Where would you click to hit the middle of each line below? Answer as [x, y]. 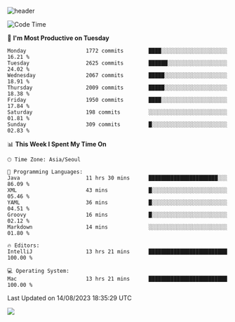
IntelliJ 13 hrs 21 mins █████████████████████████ [117, 252]
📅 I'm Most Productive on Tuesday [59, 38]
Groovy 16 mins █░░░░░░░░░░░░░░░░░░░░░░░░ [117, 215]
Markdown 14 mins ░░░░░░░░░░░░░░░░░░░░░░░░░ [117, 227]
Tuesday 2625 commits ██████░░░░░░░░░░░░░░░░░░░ [117, 63]
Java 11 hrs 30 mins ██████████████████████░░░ [117, 178]
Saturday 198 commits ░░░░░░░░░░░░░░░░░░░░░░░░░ [117, 112]
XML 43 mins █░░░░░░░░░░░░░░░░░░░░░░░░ [117, 190]
